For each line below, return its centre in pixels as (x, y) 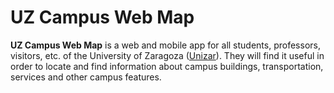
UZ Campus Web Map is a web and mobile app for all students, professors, (165, 45)
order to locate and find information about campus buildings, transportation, (167, 66)
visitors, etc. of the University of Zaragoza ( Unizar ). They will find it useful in (167, 55)
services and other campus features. (86, 77)
